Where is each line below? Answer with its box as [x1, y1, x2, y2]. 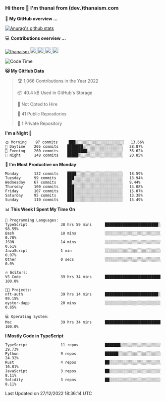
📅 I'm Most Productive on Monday [5, 162, 77, 168]
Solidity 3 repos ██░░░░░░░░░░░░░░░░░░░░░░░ [5, 378, 161, 383]
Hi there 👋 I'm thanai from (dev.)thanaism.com [5, 4, 119, 11]
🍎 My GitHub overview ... [5, 16, 58, 22]
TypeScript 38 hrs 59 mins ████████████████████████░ [5, 222, 161, 227]
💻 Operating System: [5, 314, 50, 319]
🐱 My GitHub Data [5, 68, 45, 74]
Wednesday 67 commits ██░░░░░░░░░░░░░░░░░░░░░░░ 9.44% [5, 180, 141, 185]
